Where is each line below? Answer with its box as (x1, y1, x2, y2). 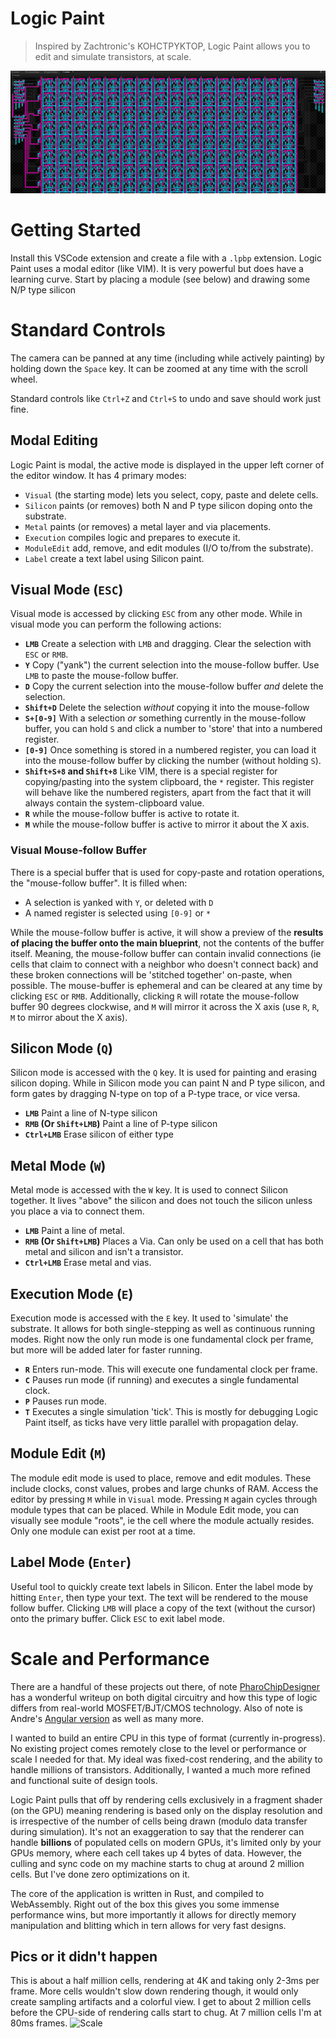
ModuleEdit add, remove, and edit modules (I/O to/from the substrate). (24, 542, 314, 554)
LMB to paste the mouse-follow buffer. (24, 670, 179, 682)
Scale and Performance (10, 1647, 210, 1670)
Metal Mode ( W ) (10, 1157, 107, 1174)
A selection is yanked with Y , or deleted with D (24, 896, 214, 908)
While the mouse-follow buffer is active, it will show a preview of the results (10, 926, 324, 938)
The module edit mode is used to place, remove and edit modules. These (10, 1472, 312, 1484)
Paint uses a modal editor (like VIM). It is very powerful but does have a (10, 262, 304, 274)
